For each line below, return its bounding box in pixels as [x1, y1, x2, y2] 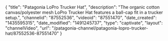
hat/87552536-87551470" [5, 31, 59, 36]
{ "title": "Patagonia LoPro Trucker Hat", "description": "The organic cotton [5, 4, 160, 10]
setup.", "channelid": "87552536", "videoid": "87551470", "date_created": [5, 15, 157, 20]
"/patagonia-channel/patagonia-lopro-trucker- [52, 25, 148, 31]
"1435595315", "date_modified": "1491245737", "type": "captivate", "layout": [5, 20, 163, 26]
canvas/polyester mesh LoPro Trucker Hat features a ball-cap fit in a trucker [5, 9, 163, 15]
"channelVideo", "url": [5, 25, 51, 31]
